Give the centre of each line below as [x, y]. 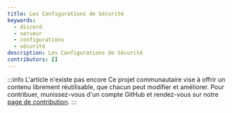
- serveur [28, 33]
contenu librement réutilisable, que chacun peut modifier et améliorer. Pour [116, 87]
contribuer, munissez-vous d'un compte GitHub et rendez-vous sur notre [113, 94]
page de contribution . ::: [42, 102]
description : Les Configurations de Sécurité [75, 53]
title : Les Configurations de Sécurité [66, 14]
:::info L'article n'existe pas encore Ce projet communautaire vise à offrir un [116, 79]
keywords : [22, 20]
